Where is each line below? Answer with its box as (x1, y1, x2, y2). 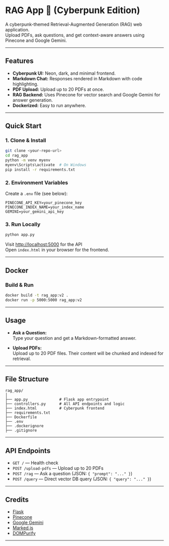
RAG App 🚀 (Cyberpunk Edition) (5, 5, 140, 16)
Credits (5, 495, 29, 504)
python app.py (5, 232, 35, 237)
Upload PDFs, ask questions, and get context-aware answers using (5, 32, 145, 38)
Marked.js (12, 525, 34, 531)
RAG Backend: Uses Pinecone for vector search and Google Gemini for (12, 91, 160, 97)
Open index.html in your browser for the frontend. (5, 247, 109, 253)
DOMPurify (12, 530, 36, 536)
